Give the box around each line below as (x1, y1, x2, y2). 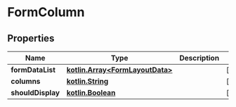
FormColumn (7, 4, 85, 20)
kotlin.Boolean (66, 88, 116, 97)
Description (178, 53, 220, 63)
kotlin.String (66, 77, 109, 86)
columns (11, 77, 41, 86)
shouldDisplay (11, 88, 60, 97)
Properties (7, 32, 55, 44)
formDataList (11, 65, 56, 75)
